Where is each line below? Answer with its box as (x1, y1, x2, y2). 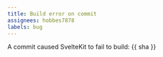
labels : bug (7, 23, 43, 30)
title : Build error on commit (7, 10, 98, 18)
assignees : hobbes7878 (7, 17, 75, 24)
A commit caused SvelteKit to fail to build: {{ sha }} (7, 43, 157, 51)
